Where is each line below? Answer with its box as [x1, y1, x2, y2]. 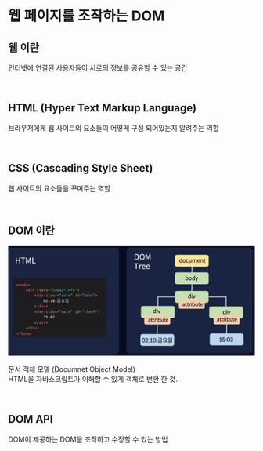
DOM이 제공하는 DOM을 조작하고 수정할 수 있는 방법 [8, 435, 168, 444]
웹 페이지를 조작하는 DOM [8, 7, 165, 25]
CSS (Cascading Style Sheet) [8, 162, 153, 175]
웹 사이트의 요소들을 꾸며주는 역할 [8, 184, 111, 193]
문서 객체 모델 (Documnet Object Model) [8, 364, 135, 373]
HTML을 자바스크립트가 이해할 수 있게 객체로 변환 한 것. [8, 374, 178, 384]
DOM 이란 [8, 224, 55, 238]
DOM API [8, 413, 53, 426]
